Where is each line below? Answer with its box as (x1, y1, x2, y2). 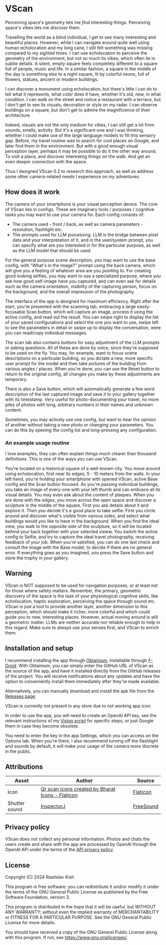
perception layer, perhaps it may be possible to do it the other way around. (5, 148, 157, 154)
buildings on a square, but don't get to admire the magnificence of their (5, 107, 151, 113)
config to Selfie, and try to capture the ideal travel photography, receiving (5, 534, 155, 540)
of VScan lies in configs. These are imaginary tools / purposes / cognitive (5, 206, 155, 212)
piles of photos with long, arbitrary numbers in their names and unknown (5, 402, 153, 408)
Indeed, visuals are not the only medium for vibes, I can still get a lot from (5, 122, 155, 128)
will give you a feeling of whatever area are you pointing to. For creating (5, 267, 152, 273)
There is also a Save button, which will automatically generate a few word (5, 386, 155, 392)
